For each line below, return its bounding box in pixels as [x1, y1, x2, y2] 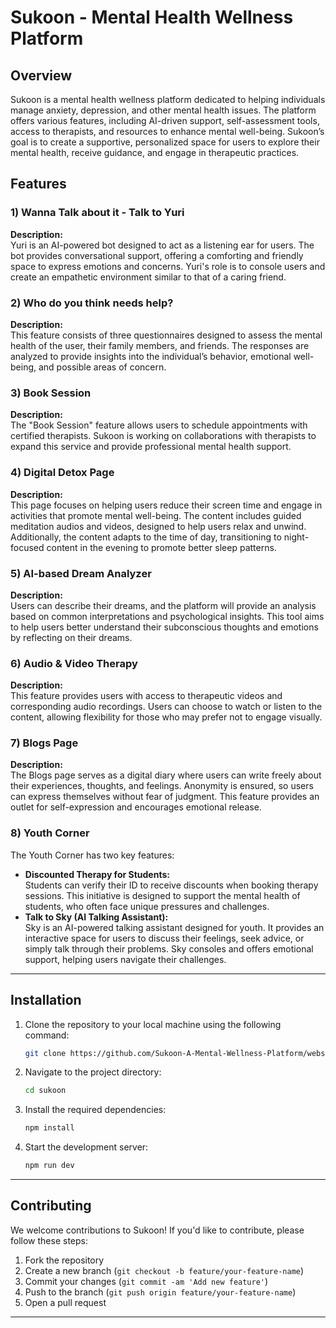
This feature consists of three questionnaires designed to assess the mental [10, 329, 323, 341]
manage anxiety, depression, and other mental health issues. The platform [10, 104, 317, 116]
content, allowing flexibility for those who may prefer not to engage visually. [10, 711, 323, 723]
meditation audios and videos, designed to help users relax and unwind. [10, 520, 307, 532]
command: [24, 1029, 70, 1041]
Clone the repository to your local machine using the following [24, 1018, 282, 1030]
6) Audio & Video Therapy [10, 656, 138, 670]
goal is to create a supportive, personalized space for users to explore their [10, 136, 320, 148]
